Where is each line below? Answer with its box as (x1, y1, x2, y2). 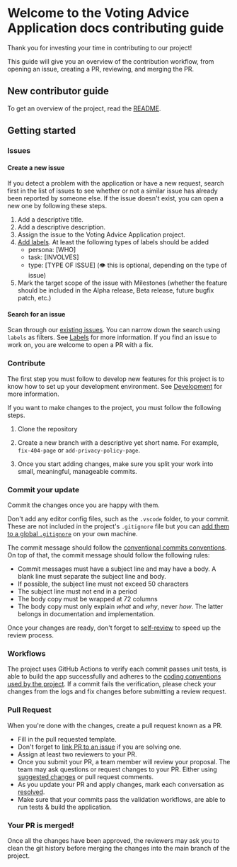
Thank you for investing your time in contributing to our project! (7, 43, 192, 52)
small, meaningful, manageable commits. (17, 467, 138, 475)
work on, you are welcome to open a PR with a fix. (7, 341, 154, 349)
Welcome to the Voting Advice (7, 5, 190, 21)
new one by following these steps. (7, 202, 108, 210)
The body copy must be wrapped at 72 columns (17, 595, 158, 603)
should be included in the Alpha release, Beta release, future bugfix (17, 286, 214, 295)
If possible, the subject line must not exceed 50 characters (17, 579, 189, 589)
